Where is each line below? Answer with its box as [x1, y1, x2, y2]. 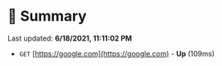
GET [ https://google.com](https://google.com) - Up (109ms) [18, 49, 215, 58]
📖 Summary [7, 7, 87, 25]
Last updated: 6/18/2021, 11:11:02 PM [7, 33, 133, 43]
